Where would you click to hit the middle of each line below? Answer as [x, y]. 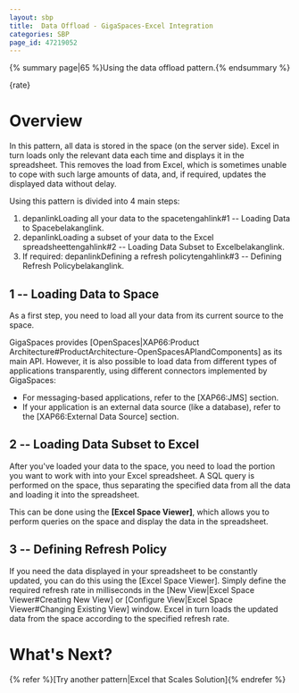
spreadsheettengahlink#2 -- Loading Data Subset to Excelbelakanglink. [154, 247]
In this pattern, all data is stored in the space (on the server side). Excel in [144, 146]
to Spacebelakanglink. [63, 228]
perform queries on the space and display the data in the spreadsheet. [139, 521]
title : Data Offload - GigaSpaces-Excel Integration [112, 26]
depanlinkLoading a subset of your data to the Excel [118, 238]
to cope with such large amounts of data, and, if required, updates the [138, 174]
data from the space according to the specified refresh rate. [120, 618]
